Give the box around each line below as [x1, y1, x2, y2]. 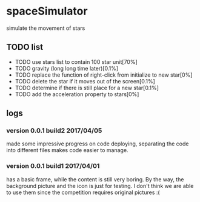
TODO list [6, 42, 44, 52]
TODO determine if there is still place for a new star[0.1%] [15, 84, 159, 91]
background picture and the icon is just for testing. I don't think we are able [6, 182, 194, 189]
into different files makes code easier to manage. [6, 147, 128, 154]
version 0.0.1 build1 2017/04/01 [6, 162, 100, 170]
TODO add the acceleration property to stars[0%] [15, 90, 139, 98]
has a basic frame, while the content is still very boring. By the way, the [6, 175, 184, 183]
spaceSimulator [6, 4, 88, 18]
